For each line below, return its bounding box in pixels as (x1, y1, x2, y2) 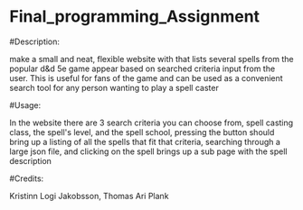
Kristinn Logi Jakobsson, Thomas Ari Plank (9, 190, 169, 201)
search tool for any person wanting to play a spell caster (9, 82, 219, 93)
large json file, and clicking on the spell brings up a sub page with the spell (9, 146, 288, 157)
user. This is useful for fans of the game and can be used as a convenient (9, 72, 283, 83)
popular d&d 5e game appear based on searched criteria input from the (9, 63, 276, 74)
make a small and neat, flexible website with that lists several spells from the (9, 53, 294, 64)
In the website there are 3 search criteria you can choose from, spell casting (9, 117, 294, 128)
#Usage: (9, 99, 42, 110)
